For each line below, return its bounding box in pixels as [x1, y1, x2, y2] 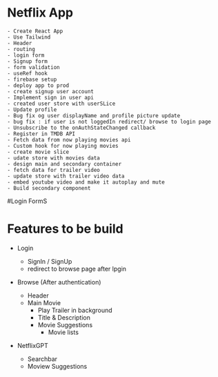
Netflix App [7, 5, 74, 21]
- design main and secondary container [7, 160, 122, 167]
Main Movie [27, 298, 61, 307]
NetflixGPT [17, 341, 48, 349]
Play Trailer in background [37, 306, 112, 314]
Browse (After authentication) [17, 278, 101, 286]
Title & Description [37, 313, 91, 322]
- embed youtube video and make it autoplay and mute [7, 178, 166, 186]
